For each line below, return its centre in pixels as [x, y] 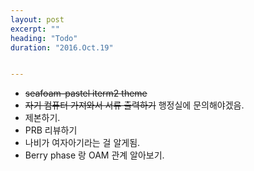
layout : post [37, 19]
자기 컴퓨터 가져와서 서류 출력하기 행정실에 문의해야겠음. [134, 105]
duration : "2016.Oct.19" [62, 47]
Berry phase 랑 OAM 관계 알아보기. [94, 155]
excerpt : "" [35, 29]
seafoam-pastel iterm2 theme [86, 93]
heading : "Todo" [44, 38]
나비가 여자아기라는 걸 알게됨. [82, 143]
